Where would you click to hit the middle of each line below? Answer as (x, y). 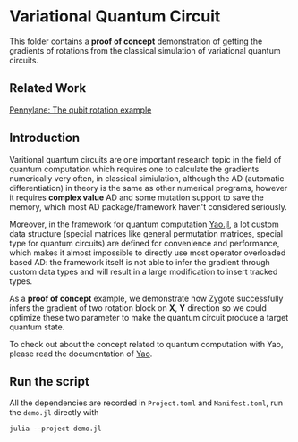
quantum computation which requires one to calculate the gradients (134, 169)
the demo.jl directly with (54, 413)
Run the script (49, 381)
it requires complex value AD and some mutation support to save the (136, 197)
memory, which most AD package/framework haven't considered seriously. (149, 206)
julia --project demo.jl (55, 429)
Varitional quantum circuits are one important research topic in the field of (145, 159)
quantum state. (37, 327)
